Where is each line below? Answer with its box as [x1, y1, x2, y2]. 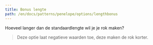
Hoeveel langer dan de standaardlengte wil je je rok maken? [5, 25, 124, 30]
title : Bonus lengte [5, 7, 47, 12]
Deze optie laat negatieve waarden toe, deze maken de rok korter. [16, 34, 149, 40]
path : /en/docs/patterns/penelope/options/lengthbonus [5, 12, 118, 16]
